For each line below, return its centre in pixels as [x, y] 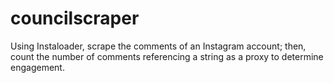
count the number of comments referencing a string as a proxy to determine [167, 56]
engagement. [37, 67]
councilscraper [75, 18]
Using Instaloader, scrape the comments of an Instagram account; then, [158, 46]
